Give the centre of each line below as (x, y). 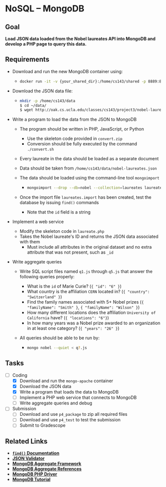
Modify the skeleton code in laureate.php (62, 231)
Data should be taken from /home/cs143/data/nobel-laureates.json (88, 168)
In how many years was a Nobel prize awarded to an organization (94, 323)
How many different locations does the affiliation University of (91, 312)
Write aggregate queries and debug (56, 403)
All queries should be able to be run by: (60, 338)
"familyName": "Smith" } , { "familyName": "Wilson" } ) (83, 308)
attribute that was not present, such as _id (70, 252)
